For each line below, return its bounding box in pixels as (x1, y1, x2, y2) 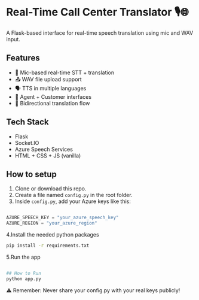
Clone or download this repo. (14, 185, 87, 192)
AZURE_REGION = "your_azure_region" (6, 220, 97, 226)
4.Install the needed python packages (6, 231, 100, 238)
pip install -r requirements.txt (6, 243, 90, 249)
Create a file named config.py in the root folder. (14, 192, 133, 199)
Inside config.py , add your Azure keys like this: (14, 198, 131, 205)
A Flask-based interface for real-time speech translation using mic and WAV (6, 29, 194, 37)
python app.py (6, 275, 42, 282)
